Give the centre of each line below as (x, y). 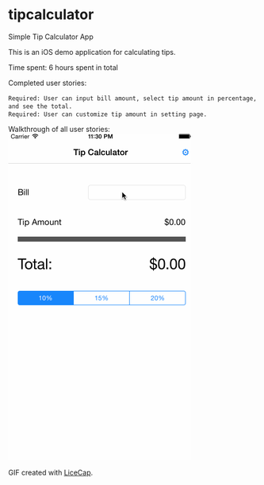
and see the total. (40, 106)
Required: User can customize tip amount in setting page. (108, 114)
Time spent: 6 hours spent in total (63, 67)
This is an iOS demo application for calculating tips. (92, 52)
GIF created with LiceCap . (51, 472)
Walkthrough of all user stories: (59, 129)
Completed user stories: (48, 83)
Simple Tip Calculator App (51, 37)
